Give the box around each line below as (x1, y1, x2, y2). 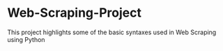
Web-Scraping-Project (7, 5, 141, 21)
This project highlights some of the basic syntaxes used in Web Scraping (7, 28, 217, 36)
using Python (7, 35, 45, 43)
